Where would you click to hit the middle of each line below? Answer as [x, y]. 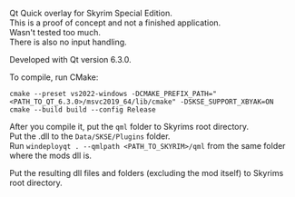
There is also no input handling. [68, 42]
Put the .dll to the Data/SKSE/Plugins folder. [90, 136]
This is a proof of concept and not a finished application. [115, 23]
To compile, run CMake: [54, 77]
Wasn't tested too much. [55, 32]
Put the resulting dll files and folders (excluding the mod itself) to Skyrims [147, 173]
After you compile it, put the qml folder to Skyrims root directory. [129, 127]
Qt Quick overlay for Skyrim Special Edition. [91, 13]
